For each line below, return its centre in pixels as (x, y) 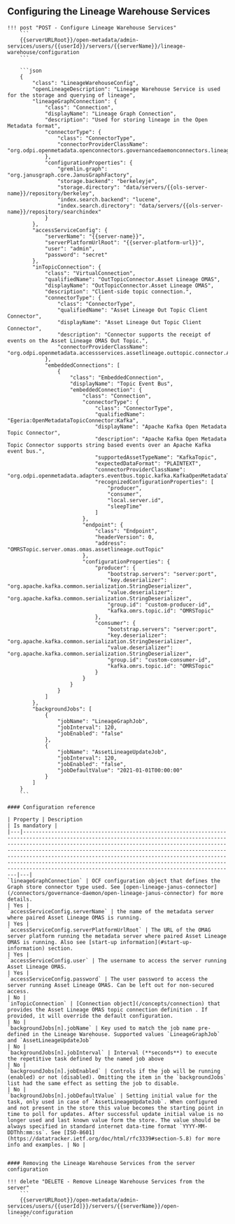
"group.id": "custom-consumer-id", (159, 660)
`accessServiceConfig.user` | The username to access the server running (117, 960)
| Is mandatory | (33, 826)
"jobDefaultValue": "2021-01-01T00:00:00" (120, 770)
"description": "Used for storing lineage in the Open (126, 120)
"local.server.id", (136, 500)
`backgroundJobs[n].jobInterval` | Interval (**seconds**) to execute (112, 1052)
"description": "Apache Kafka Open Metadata (161, 439)
